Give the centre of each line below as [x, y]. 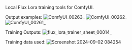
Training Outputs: [23, 32]
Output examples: [24, 17]
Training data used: [25, 42]
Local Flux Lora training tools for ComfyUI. [49, 7]
